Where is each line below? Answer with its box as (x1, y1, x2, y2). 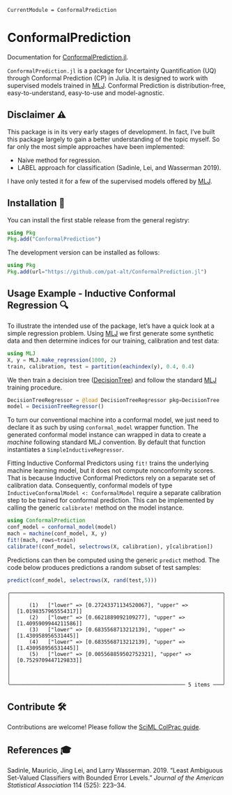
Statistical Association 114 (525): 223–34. (7, 781, 127, 789)
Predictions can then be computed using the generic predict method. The (7, 556, 220, 564)
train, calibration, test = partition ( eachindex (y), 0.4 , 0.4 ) (7, 363, 195, 370)
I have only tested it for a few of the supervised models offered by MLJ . (7, 177, 212, 185)
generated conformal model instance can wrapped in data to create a (7, 431, 207, 439)
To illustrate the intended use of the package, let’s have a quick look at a (7, 322, 215, 330)
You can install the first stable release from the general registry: (7, 215, 190, 224)
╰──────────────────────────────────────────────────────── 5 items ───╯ (7, 681, 226, 688)
